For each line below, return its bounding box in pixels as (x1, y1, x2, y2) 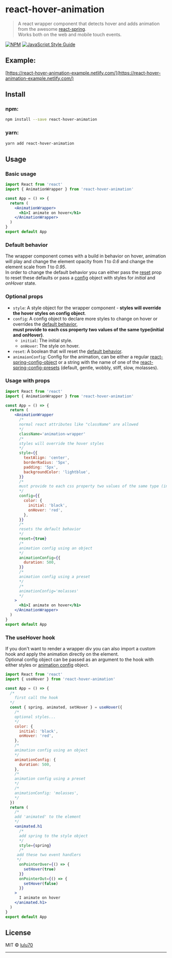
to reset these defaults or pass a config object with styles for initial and (5, 275, 156, 281)
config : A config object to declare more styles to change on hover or (12, 315, 158, 322)
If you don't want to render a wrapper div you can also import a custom (5, 645, 156, 651)
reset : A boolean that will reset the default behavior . (12, 348, 123, 354)
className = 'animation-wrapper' (18, 431, 86, 436)
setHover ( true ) (24, 866, 56, 871)
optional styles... (14, 714, 56, 719)
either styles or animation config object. (5, 662, 90, 668)
